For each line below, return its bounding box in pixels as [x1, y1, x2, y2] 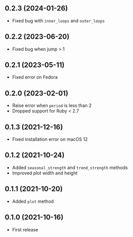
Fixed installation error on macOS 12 [12, 136, 88, 142]
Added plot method [12, 198, 54, 204]
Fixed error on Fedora [12, 74, 58, 81]
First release [12, 226, 39, 232]
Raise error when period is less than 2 [12, 102, 92, 109]
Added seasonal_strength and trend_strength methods [12, 164, 128, 170]
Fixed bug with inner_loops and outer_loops [12, 17, 105, 23]
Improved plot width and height [12, 170, 78, 176]
